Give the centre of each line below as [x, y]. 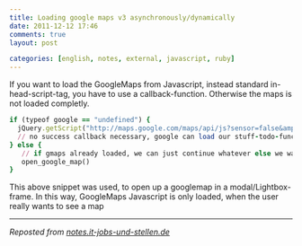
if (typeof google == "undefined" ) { [80, 120]
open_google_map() [56, 162]
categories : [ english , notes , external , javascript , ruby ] [122, 59]
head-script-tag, [40, 94]
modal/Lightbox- [261, 187]
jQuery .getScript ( [52, 128]
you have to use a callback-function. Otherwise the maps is [182, 94]
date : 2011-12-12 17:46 [54, 26]
